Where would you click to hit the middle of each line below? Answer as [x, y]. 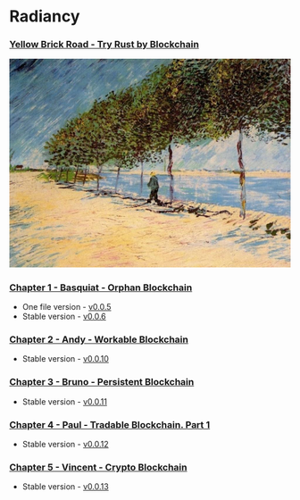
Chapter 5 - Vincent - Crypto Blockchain [98, 467]
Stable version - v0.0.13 [65, 487]
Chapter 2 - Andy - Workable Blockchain [99, 339]
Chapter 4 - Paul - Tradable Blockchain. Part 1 [110, 424]
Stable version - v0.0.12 [65, 444]
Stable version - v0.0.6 [64, 317]
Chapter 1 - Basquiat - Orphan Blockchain [101, 287]
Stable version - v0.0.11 [64, 401]
